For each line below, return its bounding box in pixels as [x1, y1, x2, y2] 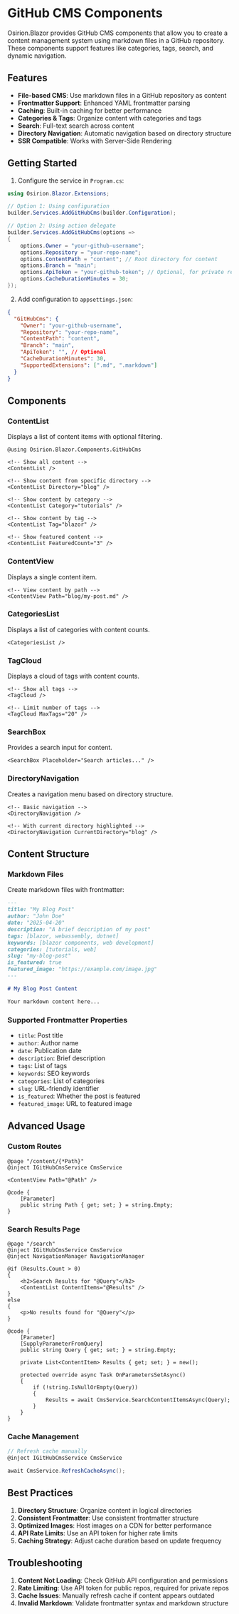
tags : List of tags [17, 1061, 68, 1070]
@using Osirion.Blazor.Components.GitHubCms [7, 446, 142, 454]
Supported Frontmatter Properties [7, 1015, 128, 1025]
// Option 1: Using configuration [7, 203, 110, 210]
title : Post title [17, 1031, 63, 1040]
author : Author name [17, 1038, 79, 1047]
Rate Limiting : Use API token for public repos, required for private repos [17, 1583, 229, 1592]
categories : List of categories [17, 1076, 105, 1085]
